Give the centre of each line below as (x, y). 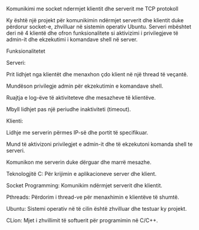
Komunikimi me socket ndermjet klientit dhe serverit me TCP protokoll (92, 9)
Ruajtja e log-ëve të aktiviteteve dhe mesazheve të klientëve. (81, 98)
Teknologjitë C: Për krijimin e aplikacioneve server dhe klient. (82, 174)
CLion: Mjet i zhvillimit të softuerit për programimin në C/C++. (82, 220)
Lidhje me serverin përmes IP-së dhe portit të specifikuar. (77, 132)
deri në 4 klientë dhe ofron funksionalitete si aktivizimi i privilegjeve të (92, 33)
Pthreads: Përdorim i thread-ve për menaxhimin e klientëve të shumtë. (93, 197)
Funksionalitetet (26, 51)
